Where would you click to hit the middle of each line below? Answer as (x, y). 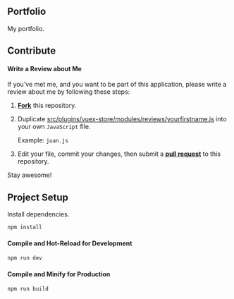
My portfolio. (26, 28)
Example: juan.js (43, 140)
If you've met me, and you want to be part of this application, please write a (117, 85)
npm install (25, 227)
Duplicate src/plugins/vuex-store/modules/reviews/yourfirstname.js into (122, 119)
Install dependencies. (38, 214)
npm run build (28, 289)
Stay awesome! (30, 175)
